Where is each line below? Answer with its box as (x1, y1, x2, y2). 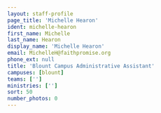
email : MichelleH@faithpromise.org (7, 50, 111, 57)
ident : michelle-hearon (7, 23, 77, 30)
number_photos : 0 (7, 95, 58, 102)
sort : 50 (7, 88, 33, 95)
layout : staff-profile (7, 10, 73, 18)
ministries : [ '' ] (7, 82, 58, 89)
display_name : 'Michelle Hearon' (7, 43, 105, 50)
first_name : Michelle (7, 29, 71, 37)
